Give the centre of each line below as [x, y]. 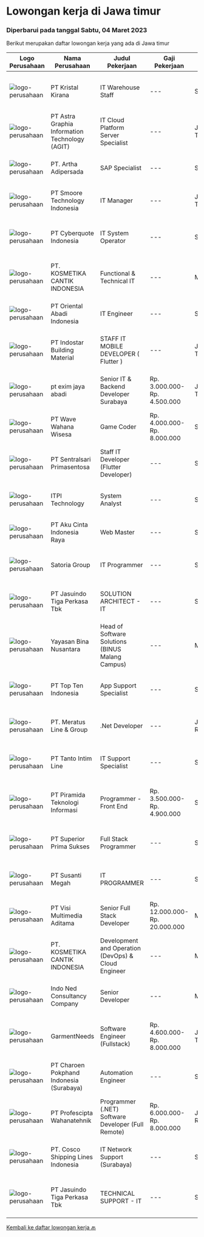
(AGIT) [60, 147]
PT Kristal [65, 87]
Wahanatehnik [71, 1120]
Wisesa [61, 434]
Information [67, 132]
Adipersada [67, 172]
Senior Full [115, 908]
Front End [114, 806]
